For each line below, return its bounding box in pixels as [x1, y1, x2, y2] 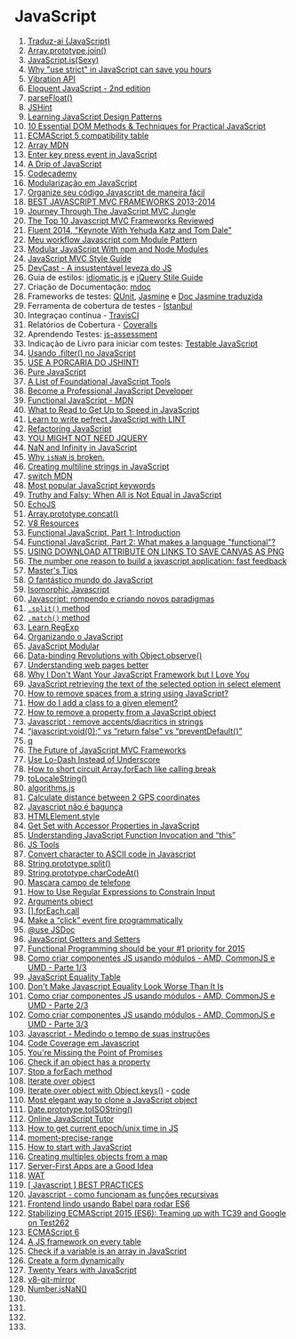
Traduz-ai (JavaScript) [27, 36, 110, 46]
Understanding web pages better [27, 659, 149, 670]
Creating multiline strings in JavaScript [27, 461, 170, 472]
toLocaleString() [27, 772, 87, 784]
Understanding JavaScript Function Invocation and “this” [27, 829, 236, 840]
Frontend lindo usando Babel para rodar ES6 [27, 1198, 190, 1209]
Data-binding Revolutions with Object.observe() [27, 649, 203, 660]
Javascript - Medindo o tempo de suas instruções [27, 1028, 211, 1038]
